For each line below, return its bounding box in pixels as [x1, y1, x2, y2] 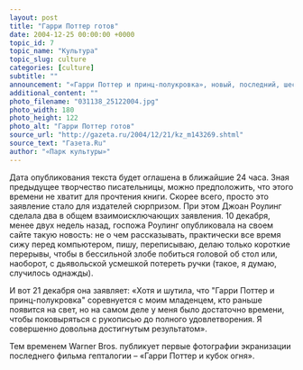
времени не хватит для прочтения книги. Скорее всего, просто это [9, 191, 269, 202]
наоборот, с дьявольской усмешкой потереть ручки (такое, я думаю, [9, 257, 277, 268]
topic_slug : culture [9, 55, 87, 64]
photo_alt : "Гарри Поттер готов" [9, 122, 135, 131]
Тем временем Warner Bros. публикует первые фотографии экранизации [9, 340, 291, 351]
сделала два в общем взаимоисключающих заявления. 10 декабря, [9, 210, 271, 221]
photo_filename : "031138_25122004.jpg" [9, 96, 160, 106]
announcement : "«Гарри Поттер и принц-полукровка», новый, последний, [9, 80, 280, 89]
